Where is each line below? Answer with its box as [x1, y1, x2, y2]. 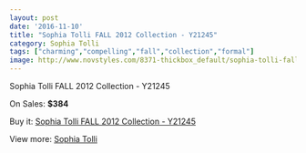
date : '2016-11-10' [9, 22, 84, 31]
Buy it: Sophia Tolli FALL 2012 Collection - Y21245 [9, 116, 196, 127]
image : [9, 56, 35, 65]
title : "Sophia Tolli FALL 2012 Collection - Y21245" [9, 30, 219, 39]
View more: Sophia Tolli [9, 134, 98, 144]
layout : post [9, 13, 59, 23]
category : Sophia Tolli [9, 38, 100, 48]
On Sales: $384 [9, 98, 69, 109]
